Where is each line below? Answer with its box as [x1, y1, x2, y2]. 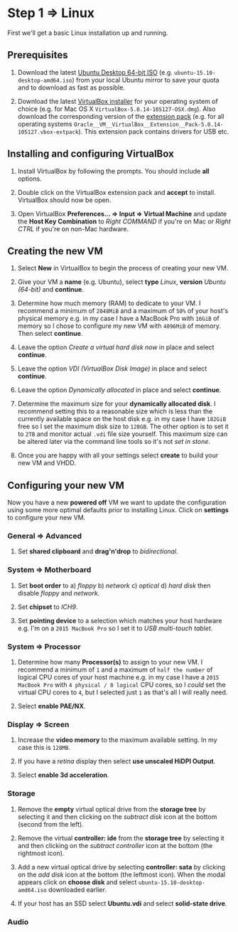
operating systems [17, 120, 72, 128]
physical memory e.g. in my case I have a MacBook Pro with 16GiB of [17, 314, 220, 323]
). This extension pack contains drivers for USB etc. [77, 127, 229, 136]
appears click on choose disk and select [17, 877, 137, 886]
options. [17, 174, 42, 183]
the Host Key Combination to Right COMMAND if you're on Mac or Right [17, 217, 231, 226]
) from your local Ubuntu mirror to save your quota [72, 75, 220, 84]
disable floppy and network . [17, 588, 100, 597]
